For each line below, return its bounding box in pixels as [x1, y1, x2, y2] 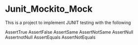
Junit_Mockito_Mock [5, 3, 93, 15]
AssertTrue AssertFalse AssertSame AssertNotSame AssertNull [5, 29, 134, 35]
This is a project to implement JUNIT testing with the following [5, 20, 131, 25]
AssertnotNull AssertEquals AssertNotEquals [5, 34, 96, 40]
